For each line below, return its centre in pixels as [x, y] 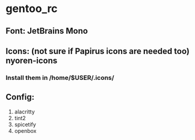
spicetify [25, 124]
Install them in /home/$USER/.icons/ [60, 78]
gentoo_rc [32, 9]
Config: [20, 97]
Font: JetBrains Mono [47, 31]
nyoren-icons [32, 60]
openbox [25, 130]
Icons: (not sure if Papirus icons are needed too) [98, 51]
